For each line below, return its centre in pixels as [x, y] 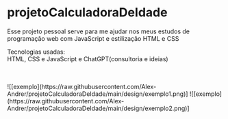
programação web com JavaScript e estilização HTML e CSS [93, 38]
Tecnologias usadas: [36, 52]
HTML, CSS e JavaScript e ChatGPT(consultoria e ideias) [88, 58]
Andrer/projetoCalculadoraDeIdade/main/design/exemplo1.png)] [98, 94]
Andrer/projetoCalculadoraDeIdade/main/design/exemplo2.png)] [98, 108]
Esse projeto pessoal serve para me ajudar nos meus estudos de [99, 31]
